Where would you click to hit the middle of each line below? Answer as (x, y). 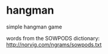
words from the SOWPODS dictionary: (53, 38)
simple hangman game (34, 27)
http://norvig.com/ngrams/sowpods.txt (54, 45)
